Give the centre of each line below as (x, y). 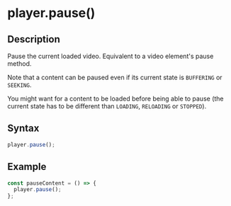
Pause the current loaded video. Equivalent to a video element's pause (111, 56)
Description (34, 39)
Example (27, 167)
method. (19, 64)
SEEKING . (19, 85)
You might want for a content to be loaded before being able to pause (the (116, 98)
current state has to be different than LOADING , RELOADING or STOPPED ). (107, 106)
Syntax (23, 128)
